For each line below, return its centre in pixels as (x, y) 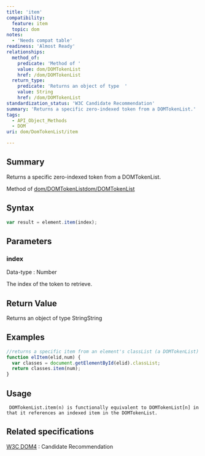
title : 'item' (25, 12)
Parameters (29, 241)
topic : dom (26, 29)
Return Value (32, 303)
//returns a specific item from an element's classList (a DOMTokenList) (103, 351)
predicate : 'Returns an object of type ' (72, 87)
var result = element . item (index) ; (52, 222)
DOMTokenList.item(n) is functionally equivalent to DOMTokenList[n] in (104, 408)
